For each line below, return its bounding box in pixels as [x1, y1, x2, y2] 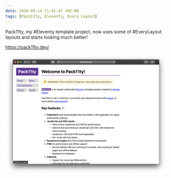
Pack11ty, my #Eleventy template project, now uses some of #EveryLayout [5, 28, 162, 34]
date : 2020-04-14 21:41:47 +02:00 [5, 8, 79, 13]
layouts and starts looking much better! [5, 34, 88, 40]
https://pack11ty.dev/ [5, 44, 50, 50]
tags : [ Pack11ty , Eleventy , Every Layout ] [5, 13, 97, 19]
